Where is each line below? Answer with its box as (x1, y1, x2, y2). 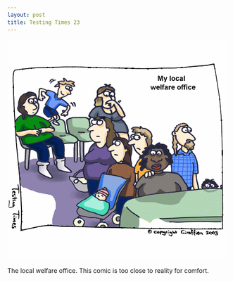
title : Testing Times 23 (7, 18, 80, 26)
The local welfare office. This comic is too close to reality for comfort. (7, 266, 209, 274)
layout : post (7, 11, 46, 18)
